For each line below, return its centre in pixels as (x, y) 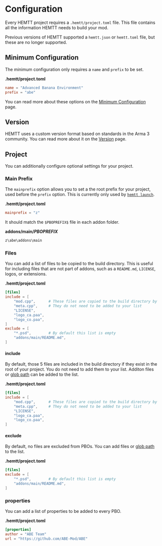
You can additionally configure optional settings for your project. (69, 166)
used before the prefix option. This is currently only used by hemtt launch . (80, 195)
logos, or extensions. (26, 274)
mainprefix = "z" (23, 213)
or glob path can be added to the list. (42, 374)
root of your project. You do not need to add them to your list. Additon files (80, 370)
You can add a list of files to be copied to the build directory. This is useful (79, 264)
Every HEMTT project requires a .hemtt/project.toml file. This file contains (80, 22)
